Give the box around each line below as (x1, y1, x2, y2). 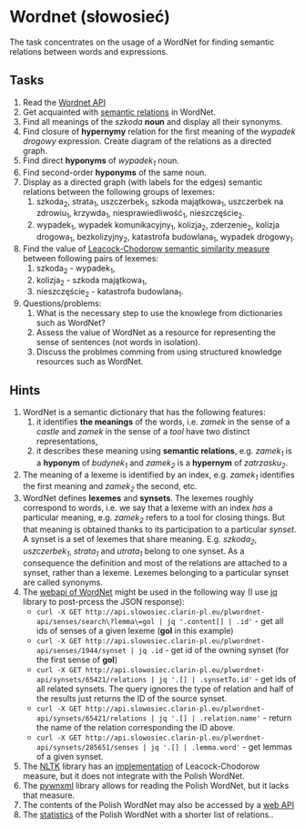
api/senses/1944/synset (36, 646, 127, 655)
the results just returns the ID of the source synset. (36, 692, 228, 703)
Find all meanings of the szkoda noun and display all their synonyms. (22, 116, 283, 127)
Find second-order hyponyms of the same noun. (22, 167, 207, 178)
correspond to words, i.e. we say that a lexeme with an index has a (22, 503, 273, 514)
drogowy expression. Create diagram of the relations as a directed (22, 135, 271, 147)
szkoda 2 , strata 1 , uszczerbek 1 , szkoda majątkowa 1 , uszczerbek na (36, 196, 284, 209)
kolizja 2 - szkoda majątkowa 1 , (36, 274, 147, 288)
